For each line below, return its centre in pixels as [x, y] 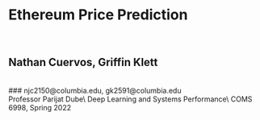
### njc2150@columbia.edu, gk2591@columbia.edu [95, 90]
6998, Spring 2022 [40, 107]
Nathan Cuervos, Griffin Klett [83, 62]
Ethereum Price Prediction [98, 15]
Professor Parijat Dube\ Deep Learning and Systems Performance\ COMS [130, 99]
